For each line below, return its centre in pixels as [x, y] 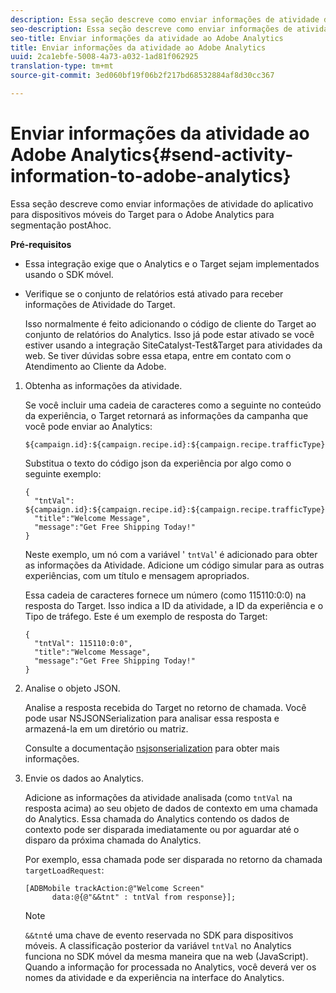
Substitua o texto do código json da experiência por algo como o [158, 463]
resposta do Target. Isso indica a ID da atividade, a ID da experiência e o [174, 605]
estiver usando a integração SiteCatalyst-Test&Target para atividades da [173, 345]
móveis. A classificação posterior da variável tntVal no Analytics [158, 945]
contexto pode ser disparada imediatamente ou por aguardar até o [162, 829]
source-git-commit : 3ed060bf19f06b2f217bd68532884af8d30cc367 [142, 76]
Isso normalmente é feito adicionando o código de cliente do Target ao [170, 323]
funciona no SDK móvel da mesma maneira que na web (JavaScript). [166, 956]
